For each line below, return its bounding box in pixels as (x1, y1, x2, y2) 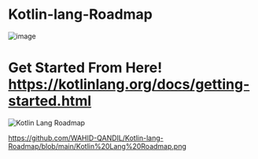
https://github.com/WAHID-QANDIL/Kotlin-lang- (8, 133, 164, 143)
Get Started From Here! (8, 59, 163, 77)
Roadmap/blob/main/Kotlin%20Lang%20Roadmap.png (8, 141, 186, 150)
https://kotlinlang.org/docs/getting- (8, 76, 250, 93)
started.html (8, 92, 92, 110)
